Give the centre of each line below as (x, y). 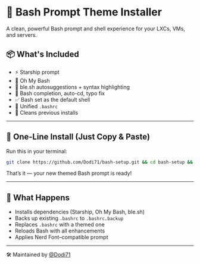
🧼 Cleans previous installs (46, 112)
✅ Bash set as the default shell (52, 99)
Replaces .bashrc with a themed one (60, 225)
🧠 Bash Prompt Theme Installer (84, 12)
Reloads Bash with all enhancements (60, 231)
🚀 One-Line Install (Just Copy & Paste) (78, 137)
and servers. (22, 34)
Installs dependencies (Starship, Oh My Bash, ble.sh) (79, 212)
